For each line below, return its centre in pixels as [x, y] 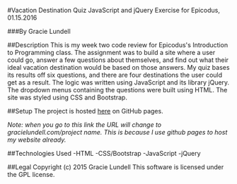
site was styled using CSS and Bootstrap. [67, 97]
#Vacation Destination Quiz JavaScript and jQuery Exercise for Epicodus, [114, 10]
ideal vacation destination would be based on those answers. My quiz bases [118, 67]
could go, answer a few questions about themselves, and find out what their [118, 60]
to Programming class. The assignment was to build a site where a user [111, 53]
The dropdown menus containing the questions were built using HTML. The [117, 90]
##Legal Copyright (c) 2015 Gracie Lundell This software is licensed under [116, 167]
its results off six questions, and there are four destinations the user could [115, 75]
